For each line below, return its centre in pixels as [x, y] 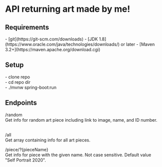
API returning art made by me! [68, 9]
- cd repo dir [18, 82]
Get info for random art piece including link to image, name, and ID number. [81, 120]
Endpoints [21, 103]
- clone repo [18, 77]
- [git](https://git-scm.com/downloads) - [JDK [52, 39]
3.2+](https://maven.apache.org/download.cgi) [53, 50]
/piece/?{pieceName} [27, 149]
